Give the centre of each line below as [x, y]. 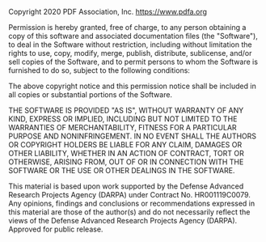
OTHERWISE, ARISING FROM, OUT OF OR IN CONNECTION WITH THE [126, 162]
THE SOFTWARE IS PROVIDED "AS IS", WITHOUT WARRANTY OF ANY [126, 110]
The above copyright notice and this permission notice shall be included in [132, 86]
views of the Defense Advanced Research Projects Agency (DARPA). [123, 221]
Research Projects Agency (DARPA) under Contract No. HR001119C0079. [129, 195]
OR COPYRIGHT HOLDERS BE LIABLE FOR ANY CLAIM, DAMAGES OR [125, 144]
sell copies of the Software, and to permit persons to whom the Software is [133, 62]
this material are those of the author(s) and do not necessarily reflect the [129, 212]
